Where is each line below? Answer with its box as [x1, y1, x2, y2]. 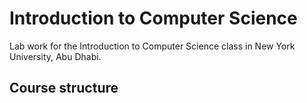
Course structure [9, 80, 119, 97]
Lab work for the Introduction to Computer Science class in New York [9, 40, 296, 52]
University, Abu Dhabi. [9, 50, 102, 62]
